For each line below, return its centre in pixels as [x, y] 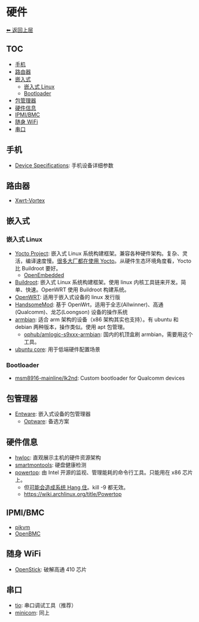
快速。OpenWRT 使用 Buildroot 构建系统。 [77, 290]
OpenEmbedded [44, 275]
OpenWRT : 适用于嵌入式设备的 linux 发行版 [68, 297]
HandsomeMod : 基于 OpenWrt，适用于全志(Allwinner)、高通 [89, 304]
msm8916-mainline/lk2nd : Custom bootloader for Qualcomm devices [100, 378]
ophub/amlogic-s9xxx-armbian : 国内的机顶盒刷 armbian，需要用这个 [108, 334]
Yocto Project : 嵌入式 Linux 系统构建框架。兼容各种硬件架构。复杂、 [99, 254]
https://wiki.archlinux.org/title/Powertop [73, 494]
